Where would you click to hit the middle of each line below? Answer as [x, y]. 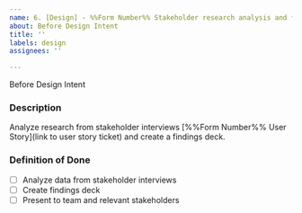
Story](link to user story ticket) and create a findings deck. [118, 137]
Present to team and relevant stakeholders [101, 200]
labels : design [38, 43]
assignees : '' [36, 51]
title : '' [28, 34]
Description [36, 108]
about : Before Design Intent [64, 26]
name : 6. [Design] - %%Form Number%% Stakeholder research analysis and [148, 18]
